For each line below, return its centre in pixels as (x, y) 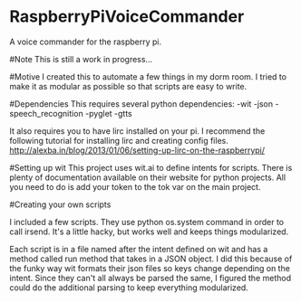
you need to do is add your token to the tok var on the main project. (135, 186)
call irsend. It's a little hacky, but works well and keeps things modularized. (149, 231)
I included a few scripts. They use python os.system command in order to (146, 222)
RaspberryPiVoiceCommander (127, 17)
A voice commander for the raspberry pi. (86, 42)
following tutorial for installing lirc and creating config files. (119, 140)
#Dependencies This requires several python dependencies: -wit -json (141, 104)
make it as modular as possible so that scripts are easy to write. (128, 86)
